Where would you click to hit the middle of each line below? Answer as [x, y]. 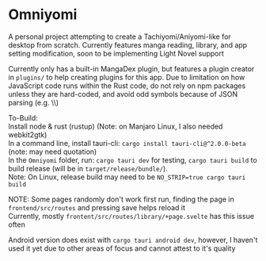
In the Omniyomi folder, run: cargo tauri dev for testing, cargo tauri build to [133, 159]
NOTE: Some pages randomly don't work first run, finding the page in [122, 199]
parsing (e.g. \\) [34, 102]
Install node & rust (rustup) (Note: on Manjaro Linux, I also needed [116, 126]
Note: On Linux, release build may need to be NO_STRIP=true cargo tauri [127, 177]
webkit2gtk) [28, 134]
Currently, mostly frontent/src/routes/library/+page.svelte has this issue [131, 216]
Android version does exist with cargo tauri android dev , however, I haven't [133, 240]
